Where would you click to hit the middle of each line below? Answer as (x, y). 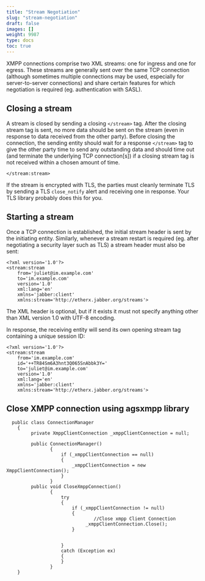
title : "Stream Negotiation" (43, 12)
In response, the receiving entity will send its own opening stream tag (94, 329)
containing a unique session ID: (46, 336)
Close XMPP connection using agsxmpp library (98, 408)
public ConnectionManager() (67, 444)
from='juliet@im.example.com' (56, 273)
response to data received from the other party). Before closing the (91, 136)
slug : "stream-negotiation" (42, 18)
